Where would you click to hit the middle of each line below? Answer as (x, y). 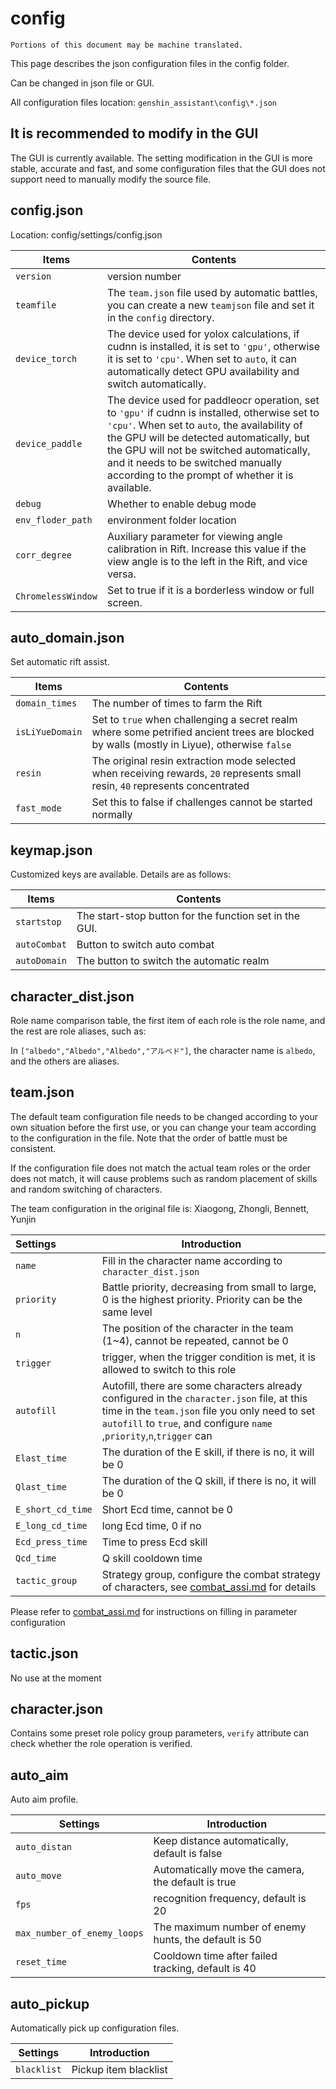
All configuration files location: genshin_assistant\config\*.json (143, 102)
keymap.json (51, 850)
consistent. (33, 1148)
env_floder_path (54, 520)
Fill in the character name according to (192, 1260)
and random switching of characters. (86, 1189)
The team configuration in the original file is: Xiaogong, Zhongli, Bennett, (160, 1208)
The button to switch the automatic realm (173, 961)
